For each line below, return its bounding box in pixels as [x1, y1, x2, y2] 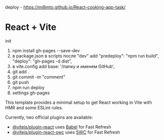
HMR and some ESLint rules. [5, 104, 63, 111]
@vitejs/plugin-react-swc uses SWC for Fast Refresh [12, 129, 120, 135]
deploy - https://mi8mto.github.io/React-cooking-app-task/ [5, 4, 126, 10]
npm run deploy [12, 84, 45, 90]
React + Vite [5, 22, 57, 33]
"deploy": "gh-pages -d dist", [12, 58, 72, 64]
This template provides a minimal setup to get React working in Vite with [5, 99, 152, 105]
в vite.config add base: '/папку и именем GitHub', [12, 63, 115, 69]
